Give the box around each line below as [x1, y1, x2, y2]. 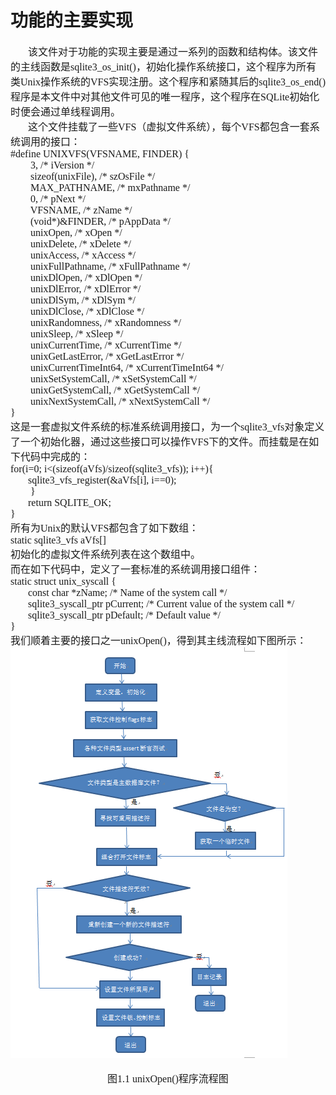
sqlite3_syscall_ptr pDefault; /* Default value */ [28, 609, 221, 621]
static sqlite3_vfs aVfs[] [10, 534, 107, 546]
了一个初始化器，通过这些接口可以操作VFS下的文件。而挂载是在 [10, 436, 310, 448]
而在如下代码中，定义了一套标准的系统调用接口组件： [10, 563, 262, 575]
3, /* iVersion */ [30, 159, 95, 171]
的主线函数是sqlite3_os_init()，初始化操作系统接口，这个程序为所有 [10, 61, 317, 73]
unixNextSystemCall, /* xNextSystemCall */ [30, 395, 211, 407]
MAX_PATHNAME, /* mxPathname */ [30, 181, 191, 193]
